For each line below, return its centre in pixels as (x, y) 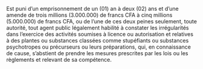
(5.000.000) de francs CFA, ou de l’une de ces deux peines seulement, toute (101, 21)
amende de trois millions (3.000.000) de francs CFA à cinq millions (89, 15)
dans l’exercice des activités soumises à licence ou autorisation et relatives (100, 34)
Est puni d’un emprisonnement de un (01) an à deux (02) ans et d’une (92, 9)
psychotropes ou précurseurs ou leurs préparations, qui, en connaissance (99, 47)
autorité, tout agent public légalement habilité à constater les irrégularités (98, 28)
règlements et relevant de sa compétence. (59, 60)
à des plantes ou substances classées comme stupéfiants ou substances (98, 40)
